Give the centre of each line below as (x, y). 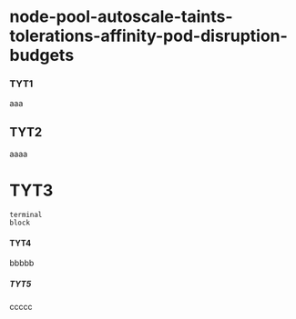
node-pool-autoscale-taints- (122, 17)
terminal (26, 215)
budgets (42, 55)
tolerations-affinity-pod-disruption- (149, 36)
